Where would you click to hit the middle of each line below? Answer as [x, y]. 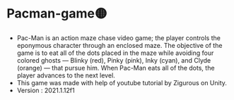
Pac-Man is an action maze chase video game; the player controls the [118, 38]
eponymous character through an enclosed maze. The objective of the [119, 45]
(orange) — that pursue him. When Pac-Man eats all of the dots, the [116, 68]
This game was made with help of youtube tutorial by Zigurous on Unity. [122, 82]
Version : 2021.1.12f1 [46, 90]
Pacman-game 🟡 [57, 14]
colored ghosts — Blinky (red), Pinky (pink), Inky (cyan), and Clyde [114, 60]
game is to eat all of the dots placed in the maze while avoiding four [115, 53]
